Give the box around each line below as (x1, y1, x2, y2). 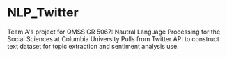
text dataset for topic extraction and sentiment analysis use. (7, 42, 179, 50)
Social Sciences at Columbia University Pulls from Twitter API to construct (7, 34, 219, 43)
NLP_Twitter (7, 5, 79, 21)
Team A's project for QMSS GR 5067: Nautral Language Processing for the (7, 27, 221, 36)
